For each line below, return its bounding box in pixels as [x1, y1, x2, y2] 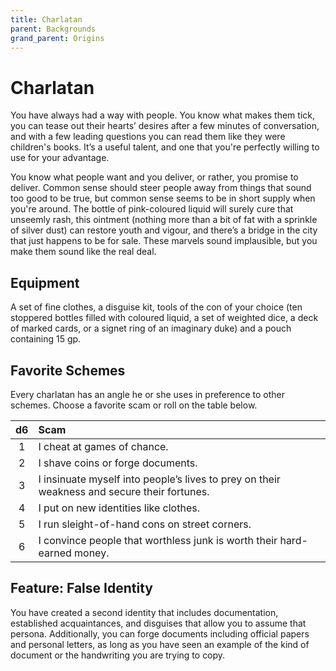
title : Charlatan [10, 14, 83, 25]
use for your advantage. [10, 152, 110, 164]
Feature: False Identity [10, 580, 153, 597]
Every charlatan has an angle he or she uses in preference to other [10, 388, 286, 400]
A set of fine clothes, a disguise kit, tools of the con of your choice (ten [10, 301, 303, 313]
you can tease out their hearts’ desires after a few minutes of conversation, [10, 120, 320, 132]
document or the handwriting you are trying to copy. [10, 649, 226, 661]
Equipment [10, 274, 80, 291]
